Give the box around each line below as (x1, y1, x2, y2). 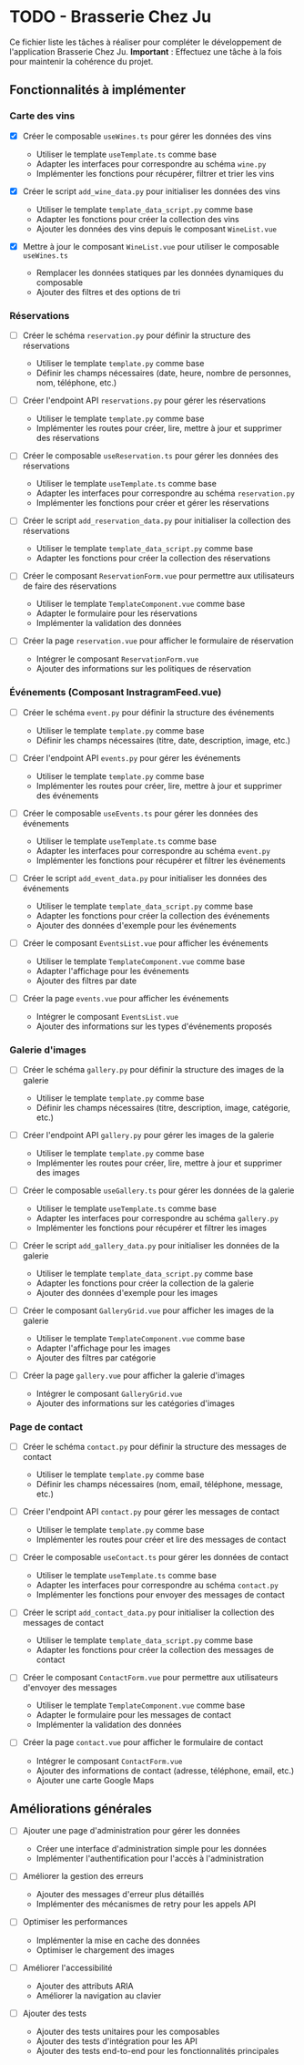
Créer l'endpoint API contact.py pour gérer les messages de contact (22, 1506, 280, 1517)
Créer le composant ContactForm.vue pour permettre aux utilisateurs (22, 1672, 279, 1683)
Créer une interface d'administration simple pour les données (35, 1844, 267, 1854)
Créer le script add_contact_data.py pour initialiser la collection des (22, 1607, 275, 1618)
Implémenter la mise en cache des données (35, 1935, 200, 1946)
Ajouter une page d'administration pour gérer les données (22, 1825, 241, 1836)
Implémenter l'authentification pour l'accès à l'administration (35, 1853, 264, 1865)
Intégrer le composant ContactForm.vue (35, 1755, 183, 1766)
